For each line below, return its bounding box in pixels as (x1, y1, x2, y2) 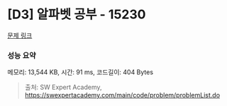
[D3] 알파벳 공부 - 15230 (7, 6, 146, 23)
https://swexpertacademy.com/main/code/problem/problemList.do (24, 91, 221, 100)
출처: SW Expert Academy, (24, 83, 102, 92)
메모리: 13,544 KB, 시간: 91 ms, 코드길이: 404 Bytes (7, 68, 154, 76)
